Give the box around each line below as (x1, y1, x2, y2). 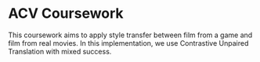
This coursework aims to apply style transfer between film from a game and (8, 30, 253, 40)
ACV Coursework (8, 5, 124, 22)
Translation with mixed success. (8, 46, 112, 56)
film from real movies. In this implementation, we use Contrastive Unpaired (8, 38, 249, 47)
